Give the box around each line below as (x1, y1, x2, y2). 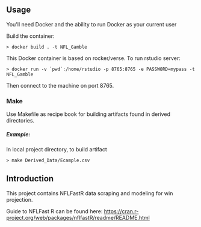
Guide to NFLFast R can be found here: (6, 207, 103, 215)
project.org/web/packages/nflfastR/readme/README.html (6, 214, 150, 221)
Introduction (6, 174, 54, 184)
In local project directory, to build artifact (6, 146, 107, 153)
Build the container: (6, 32, 55, 40)
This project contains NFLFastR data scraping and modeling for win (6, 189, 173, 197)
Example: (6, 130, 31, 138)
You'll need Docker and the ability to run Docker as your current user (6, 20, 177, 28)
